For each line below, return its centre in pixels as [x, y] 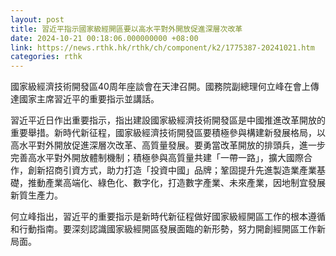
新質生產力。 [36, 195]
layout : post [37, 19]
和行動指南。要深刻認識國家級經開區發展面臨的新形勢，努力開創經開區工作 [163, 229]
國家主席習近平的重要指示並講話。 [89, 99]
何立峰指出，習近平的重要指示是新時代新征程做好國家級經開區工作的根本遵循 [168, 217]
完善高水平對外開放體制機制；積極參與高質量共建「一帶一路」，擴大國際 [157, 158]
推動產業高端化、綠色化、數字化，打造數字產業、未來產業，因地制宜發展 [176, 183]
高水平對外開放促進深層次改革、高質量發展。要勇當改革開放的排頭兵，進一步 [168, 145]
